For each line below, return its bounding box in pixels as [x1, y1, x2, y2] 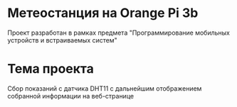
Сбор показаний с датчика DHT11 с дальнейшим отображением [7, 84, 202, 93]
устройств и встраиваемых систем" [7, 35, 117, 44]
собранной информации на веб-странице [7, 91, 134, 100]
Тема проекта [7, 61, 94, 77]
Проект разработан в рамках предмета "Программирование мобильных [7, 28, 230, 37]
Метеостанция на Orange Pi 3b [7, 5, 199, 21]
